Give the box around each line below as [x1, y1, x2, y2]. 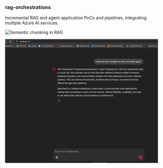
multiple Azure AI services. [5, 20, 59, 26]
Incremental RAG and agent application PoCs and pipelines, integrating [5, 15, 147, 21]
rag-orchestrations [5, 4, 51, 11]
